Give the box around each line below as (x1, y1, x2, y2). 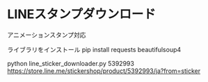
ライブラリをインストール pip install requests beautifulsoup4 (7, 45, 182, 54)
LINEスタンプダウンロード (7, 6, 157, 22)
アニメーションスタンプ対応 (7, 31, 86, 39)
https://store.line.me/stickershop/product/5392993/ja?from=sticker (7, 67, 200, 75)
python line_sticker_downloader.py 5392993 (7, 59, 134, 67)
